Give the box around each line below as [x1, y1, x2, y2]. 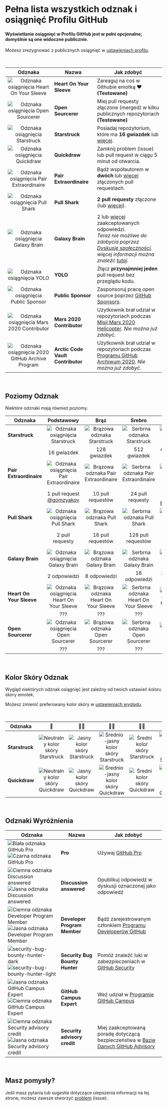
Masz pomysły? [5, 1077, 56, 1085]
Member [61, 928, 82, 935]
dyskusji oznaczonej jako [97, 882, 156, 889]
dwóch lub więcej [96, 172, 139, 179]
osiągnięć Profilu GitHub [5, 14, 108, 25]
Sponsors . [96, 298, 121, 305]
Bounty [61, 958, 79, 965]
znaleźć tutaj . [96, 257, 129, 264]
